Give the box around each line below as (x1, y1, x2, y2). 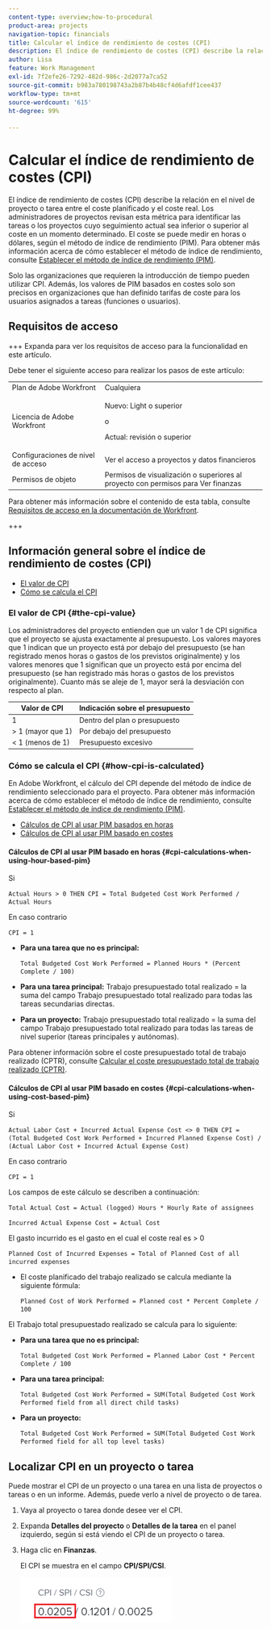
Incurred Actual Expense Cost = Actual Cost (8, 1220, 161, 1228)
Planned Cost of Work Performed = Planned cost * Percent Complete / (19, 1297, 260, 1306)
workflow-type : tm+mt (8, 90, 81, 98)
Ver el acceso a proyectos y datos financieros (104, 455, 256, 464)
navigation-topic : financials (8, 30, 110, 38)
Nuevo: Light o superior (104, 401, 183, 410)
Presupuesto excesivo (79, 737, 153, 747)
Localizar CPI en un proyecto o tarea (8, 1459, 194, 1473)
